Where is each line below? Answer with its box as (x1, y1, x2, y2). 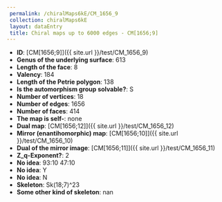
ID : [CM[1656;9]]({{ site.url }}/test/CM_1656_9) (16, 48, 149, 57)
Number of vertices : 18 (16, 93, 84, 101)
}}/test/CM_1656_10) (16, 136, 73, 145)
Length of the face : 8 (16, 63, 78, 71)
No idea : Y (16, 166, 48, 174)
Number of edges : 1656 (16, 100, 86, 108)
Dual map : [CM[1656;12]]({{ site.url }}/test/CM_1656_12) (16, 122, 174, 130)
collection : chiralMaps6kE (9, 17, 88, 24)
